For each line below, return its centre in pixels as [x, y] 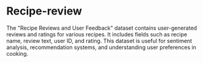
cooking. [17, 53]
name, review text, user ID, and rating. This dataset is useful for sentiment [99, 41]
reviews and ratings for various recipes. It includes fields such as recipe [97, 34]
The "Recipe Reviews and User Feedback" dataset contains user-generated [102, 28]
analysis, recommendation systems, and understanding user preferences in [102, 47]
